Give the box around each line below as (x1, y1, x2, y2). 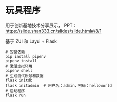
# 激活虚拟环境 (5, 64, 33, 69)
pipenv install (5, 58, 37, 63)
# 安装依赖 (5, 49, 25, 55)
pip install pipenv (5, 54, 46, 59)
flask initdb (5, 78, 33, 83)
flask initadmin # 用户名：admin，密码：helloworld (5, 83, 112, 88)
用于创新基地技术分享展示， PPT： (5, 22, 77, 28)
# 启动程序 (5, 88, 25, 93)
